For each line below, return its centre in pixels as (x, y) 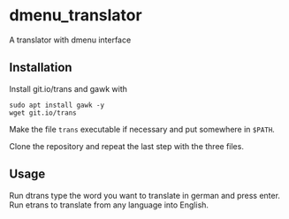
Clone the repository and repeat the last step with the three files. (127, 146)
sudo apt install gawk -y (57, 105)
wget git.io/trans (43, 113)
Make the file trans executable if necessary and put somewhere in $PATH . (142, 129)
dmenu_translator (76, 15)
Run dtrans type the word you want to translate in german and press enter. (145, 195)
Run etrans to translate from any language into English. (109, 205)
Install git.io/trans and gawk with (68, 88)
